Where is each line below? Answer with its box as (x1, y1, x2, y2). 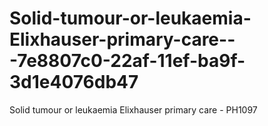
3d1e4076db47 (9, 71, 139, 94)
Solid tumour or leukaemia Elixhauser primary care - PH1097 (9, 103, 258, 116)
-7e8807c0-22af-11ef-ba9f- (9, 50, 246, 72)
